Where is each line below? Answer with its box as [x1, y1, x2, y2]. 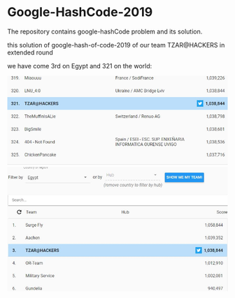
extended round [7, 48, 54, 57]
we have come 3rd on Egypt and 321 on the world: [7, 61, 152, 70]
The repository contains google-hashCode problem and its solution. [7, 27, 203, 36]
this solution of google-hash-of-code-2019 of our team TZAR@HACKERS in [7, 40, 225, 49]
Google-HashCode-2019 [7, 4, 153, 20]
